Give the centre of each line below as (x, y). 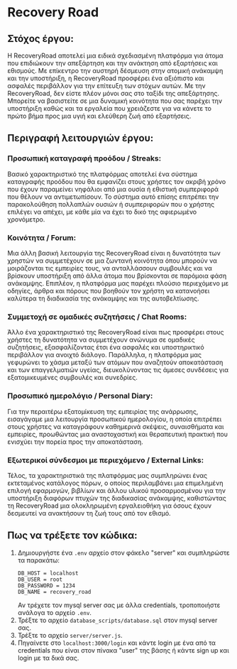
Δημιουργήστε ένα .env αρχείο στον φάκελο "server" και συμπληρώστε (124, 553)
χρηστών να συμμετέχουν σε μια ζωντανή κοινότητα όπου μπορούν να (112, 261)
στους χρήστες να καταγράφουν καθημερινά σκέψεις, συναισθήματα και (116, 426)
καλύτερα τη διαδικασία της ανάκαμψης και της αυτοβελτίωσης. (103, 298)
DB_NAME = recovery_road (54, 592)
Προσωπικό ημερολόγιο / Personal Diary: (80, 396)
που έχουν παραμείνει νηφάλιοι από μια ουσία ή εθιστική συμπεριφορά (113, 189)
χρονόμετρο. (26, 219)
